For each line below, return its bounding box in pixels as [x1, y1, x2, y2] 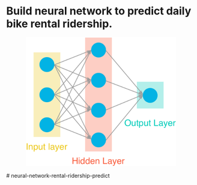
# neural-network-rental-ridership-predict [6, 172, 110, 180]
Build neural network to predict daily [6, 4, 192, 18]
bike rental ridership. [6, 17, 113, 31]
